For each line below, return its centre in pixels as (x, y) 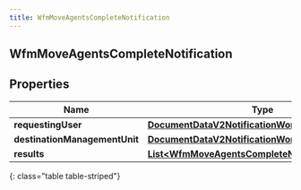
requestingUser (48, 125)
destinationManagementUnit (76, 139)
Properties (39, 85)
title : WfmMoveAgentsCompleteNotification (90, 17)
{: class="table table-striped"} (65, 176)
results (29, 153)
